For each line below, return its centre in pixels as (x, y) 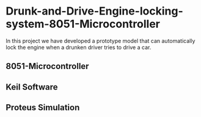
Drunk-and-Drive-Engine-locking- (95, 11)
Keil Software (32, 87)
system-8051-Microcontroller (83, 24)
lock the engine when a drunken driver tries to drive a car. (79, 47)
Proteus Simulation (43, 108)
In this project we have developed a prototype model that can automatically (100, 41)
